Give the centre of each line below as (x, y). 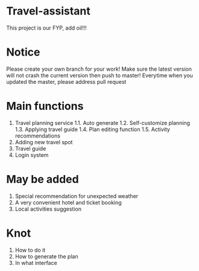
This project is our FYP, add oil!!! (47, 28)
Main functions (45, 106)
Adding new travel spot (44, 142)
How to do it (30, 250)
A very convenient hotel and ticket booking (68, 202)
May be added (43, 179)
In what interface (36, 263)
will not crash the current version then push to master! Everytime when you (99, 75)
